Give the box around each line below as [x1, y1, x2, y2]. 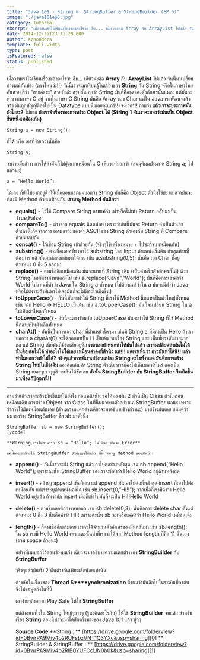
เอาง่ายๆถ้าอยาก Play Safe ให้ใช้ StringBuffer [15, 597, 114, 605]
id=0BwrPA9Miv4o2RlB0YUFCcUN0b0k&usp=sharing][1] [15, 647, 156, 654]
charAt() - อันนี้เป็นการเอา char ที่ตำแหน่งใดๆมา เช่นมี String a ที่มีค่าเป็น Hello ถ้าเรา [15, 328, 193, 335]
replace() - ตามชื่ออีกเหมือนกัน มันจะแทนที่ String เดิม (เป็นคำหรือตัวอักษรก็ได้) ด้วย [15, 267, 189, 275]
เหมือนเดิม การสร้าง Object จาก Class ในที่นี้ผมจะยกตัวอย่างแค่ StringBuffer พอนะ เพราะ [7, 399, 191, 406]
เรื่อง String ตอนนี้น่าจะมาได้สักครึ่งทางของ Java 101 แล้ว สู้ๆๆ [15, 616, 142, 623]
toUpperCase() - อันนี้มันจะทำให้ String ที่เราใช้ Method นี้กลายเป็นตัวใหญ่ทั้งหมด [15, 294, 189, 301]
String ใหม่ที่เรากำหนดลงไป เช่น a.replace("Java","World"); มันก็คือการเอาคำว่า [15, 274, 183, 281]
